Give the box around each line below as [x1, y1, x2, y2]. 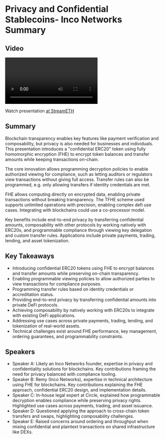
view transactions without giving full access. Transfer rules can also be [5, 176, 149, 182]
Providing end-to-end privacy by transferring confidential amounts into [12, 297, 157, 303]
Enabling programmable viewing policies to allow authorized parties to [12, 275, 155, 281]
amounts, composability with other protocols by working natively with [5, 221, 146, 228]
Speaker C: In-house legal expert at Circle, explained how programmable [12, 392, 161, 398]
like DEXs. [12, 429, 33, 435]
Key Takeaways [5, 252, 55, 261]
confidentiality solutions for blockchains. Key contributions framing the [12, 366, 156, 372]
